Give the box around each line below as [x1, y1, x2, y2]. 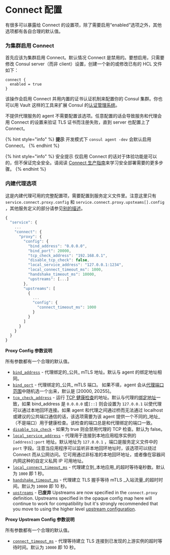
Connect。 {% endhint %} [5, 142, 60, 149]
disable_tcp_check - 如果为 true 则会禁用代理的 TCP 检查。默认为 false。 [12, 426, 165, 432]
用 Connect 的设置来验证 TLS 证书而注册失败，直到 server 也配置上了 [5, 119, 150, 125]
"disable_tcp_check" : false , [27, 257, 90, 263]
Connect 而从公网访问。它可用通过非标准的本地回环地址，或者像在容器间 [12, 452, 165, 458]
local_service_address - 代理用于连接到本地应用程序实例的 [12, 432, 137, 438]
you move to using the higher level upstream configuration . [12, 506, 137, 512]
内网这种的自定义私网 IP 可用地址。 [12, 458, 86, 464]
